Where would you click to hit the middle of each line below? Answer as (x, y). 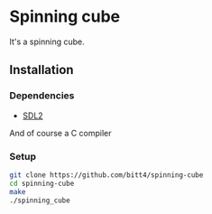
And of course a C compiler (60, 133)
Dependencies (42, 96)
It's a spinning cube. (47, 42)
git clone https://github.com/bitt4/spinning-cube (106, 175)
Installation (41, 70)
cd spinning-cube (42, 183)
